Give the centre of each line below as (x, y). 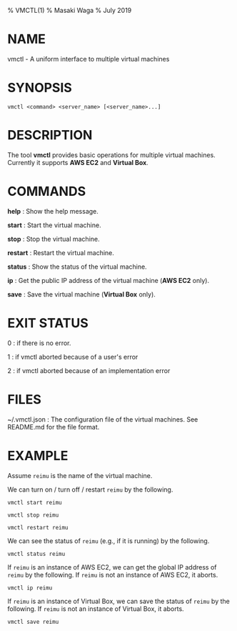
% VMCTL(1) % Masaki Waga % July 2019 (70, 10)
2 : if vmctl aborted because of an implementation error (89, 370)
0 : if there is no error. (39, 343)
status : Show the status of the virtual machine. (77, 267)
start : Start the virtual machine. (54, 225)
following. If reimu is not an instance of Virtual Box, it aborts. (96, 608)
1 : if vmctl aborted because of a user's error (73, 357)
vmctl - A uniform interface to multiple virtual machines (89, 59)
